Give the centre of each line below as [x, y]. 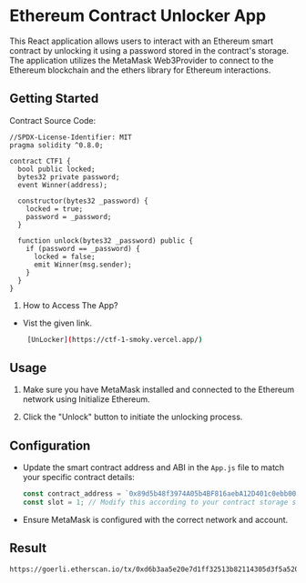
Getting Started [54, 99]
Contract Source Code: [53, 120]
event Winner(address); [62, 185]
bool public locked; [56, 169]
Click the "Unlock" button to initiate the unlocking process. [133, 417]
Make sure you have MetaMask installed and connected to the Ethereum [158, 390]
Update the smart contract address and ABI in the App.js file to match [153, 467]
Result [28, 548]
